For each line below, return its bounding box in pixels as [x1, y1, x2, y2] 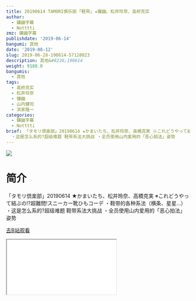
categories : [6, 112, 35, 118]
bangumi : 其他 [6, 42, 39, 47]
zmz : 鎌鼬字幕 [6, 30, 37, 36]
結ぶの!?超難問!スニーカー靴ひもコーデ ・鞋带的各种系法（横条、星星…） [10, 200, 187, 207]
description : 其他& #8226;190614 [6, 57, 83, 63]
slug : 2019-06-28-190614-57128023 [6, 52, 90, 58]
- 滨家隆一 [11, 107, 34, 112]
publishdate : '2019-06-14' [6, 36, 72, 42]
